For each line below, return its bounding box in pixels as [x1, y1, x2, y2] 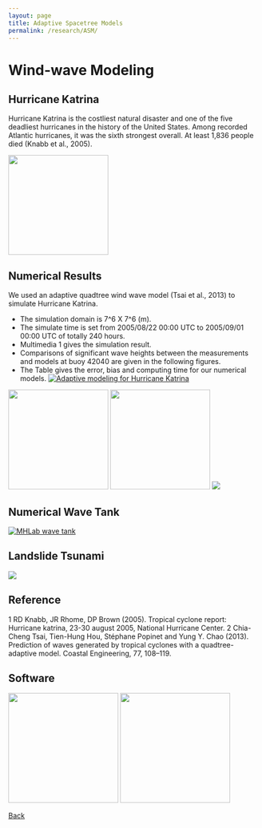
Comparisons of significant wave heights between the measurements [19, 348, 249, 358]
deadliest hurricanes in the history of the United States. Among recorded [8, 122, 248, 132]
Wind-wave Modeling [8, 61, 154, 79]
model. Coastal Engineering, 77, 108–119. [38, 648, 172, 658]
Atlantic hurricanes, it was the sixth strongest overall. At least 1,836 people [8, 131, 254, 141]
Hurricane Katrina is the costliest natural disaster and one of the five [8, 113, 233, 124]
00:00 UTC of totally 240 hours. [19, 331, 125, 341]
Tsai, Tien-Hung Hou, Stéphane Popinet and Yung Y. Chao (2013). [31, 632, 249, 641]
